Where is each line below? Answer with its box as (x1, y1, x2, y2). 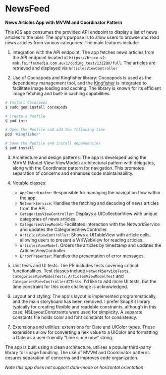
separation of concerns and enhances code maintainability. (12, 170, 134, 176)
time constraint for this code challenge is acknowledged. (12, 284, 128, 290)
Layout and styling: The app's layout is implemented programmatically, (12, 293, 157, 299)
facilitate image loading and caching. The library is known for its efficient (12, 85, 161, 91)
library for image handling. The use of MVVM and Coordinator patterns (5, 349, 150, 355)
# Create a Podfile (5, 114, 46, 119)
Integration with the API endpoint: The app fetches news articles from (12, 49, 155, 55)
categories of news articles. (19, 216, 77, 222)
